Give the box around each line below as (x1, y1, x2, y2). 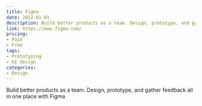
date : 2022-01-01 (6, 14, 50, 20)
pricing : (6, 31, 28, 37)
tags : (6, 48, 20, 54)
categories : (6, 64, 36, 71)
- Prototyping (6, 53, 42, 59)
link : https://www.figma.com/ (6, 25, 82, 32)
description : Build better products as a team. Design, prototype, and (6, 20, 189, 26)
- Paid (6, 37, 23, 43)
